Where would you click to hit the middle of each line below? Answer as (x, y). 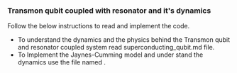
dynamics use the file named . (62, 62)
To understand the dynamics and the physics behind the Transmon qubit (124, 40)
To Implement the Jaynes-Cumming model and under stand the (110, 55)
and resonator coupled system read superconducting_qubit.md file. (116, 47)
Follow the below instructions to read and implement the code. (99, 26)
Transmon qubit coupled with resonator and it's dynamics (109, 11)
